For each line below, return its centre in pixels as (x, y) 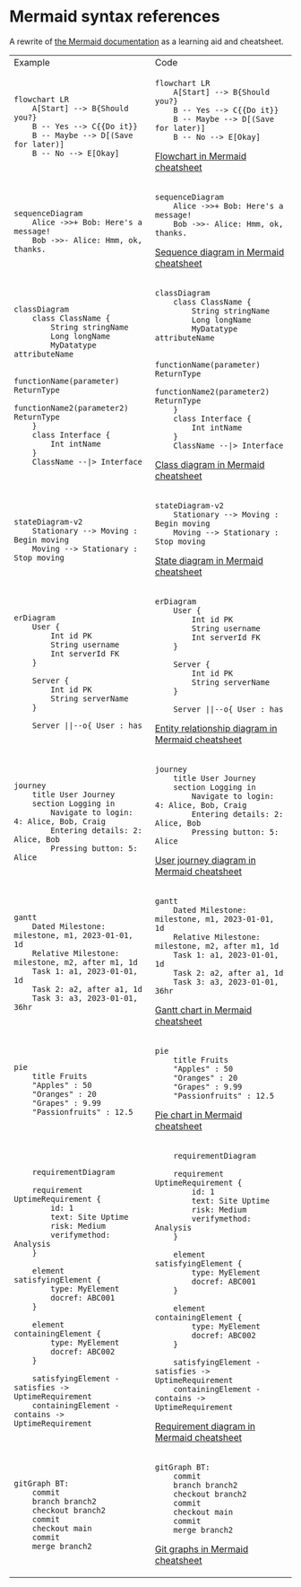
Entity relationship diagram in (216, 728)
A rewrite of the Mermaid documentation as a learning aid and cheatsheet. (146, 41)
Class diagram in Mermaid (210, 464)
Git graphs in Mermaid (202, 1548)
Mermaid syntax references (115, 17)
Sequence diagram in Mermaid (220, 251)
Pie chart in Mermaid (199, 1115)
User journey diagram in (206, 860)
